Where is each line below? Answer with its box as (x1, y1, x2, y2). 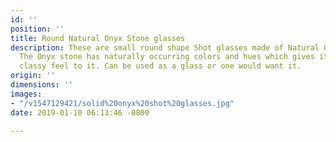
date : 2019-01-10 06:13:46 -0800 (10, 107, 150, 118)
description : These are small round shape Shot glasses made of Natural (10, 42, 320, 53)
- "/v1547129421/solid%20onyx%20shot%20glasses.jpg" (10, 98, 235, 108)
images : (10, 89, 43, 99)
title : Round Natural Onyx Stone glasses (10, 33, 186, 43)
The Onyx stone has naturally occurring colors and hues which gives (19, 52, 315, 62)
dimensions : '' (10, 80, 74, 90)
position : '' (10, 24, 65, 34)
